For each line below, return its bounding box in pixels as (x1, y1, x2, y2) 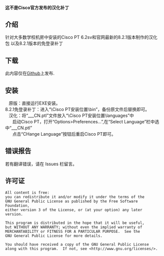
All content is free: (5, 190, 50, 195)
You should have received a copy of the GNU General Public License (5, 242, 149, 247)
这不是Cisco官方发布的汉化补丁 (5, 4, 69, 10)
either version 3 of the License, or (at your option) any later (5, 207, 142, 212)
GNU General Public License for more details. (5, 233, 103, 238)
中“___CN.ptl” (5, 125, 32, 131)
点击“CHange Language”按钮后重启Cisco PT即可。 (12, 131, 116, 137)
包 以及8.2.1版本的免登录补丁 (5, 40, 63, 46)
